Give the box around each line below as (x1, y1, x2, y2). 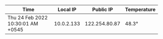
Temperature (125, 6, 156, 13)
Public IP (92, 6, 113, 13)
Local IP (57, 6, 77, 13)
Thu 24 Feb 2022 (7, 14, 48, 21)
